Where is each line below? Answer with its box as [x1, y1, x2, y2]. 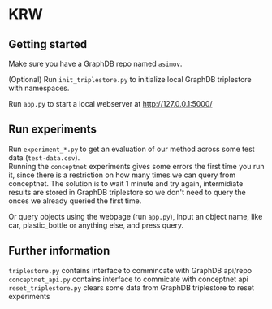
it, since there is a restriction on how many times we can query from [8, 170, 236, 180]
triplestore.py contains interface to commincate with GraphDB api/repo [8, 265, 253, 275]
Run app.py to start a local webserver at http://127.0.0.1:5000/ [8, 99, 213, 108]
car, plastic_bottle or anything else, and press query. [8, 220, 184, 230]
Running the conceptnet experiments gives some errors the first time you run [8, 161, 265, 171]
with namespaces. [8, 83, 70, 93]
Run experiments [8, 123, 97, 137]
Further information [8, 244, 110, 258]
